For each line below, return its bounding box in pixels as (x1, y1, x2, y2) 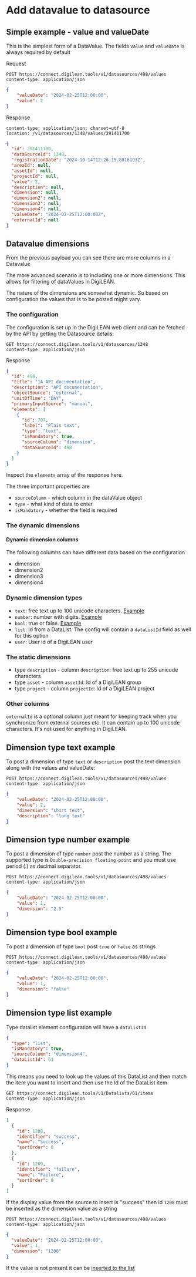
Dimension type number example (6, 834, 130, 844)
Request (6, 60, 26, 67)
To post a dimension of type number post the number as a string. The (6, 850, 171, 857)
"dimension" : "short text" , (16, 807, 85, 813)
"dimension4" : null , (11, 206, 62, 212)
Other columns (6, 700, 50, 707)
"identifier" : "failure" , (16, 1166, 80, 1172)
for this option (14, 632, 49, 639)
